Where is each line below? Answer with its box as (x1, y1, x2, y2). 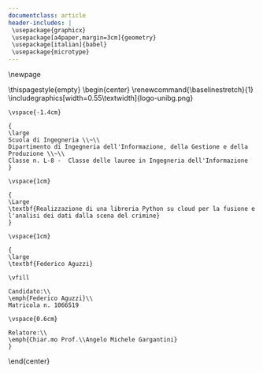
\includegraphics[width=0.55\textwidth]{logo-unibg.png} (8, 94, 194, 102)
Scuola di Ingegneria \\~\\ (8, 136, 101, 144)
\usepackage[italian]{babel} (11, 41, 108, 49)
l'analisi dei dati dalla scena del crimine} (8, 212, 160, 220)
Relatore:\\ (8, 329, 47, 337)
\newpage (8, 70, 42, 79)
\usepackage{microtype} (11, 48, 90, 56)
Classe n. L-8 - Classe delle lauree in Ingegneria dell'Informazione (8, 157, 248, 164)
